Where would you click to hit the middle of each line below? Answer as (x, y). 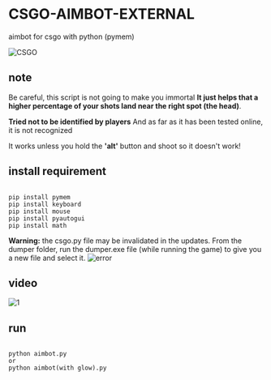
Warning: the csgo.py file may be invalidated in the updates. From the (125, 241)
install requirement (58, 171)
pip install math (38, 225)
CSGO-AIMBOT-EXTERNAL (101, 14)
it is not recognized (41, 130)
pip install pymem (39, 197)
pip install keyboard (45, 204)
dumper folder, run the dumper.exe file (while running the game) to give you (135, 249)
